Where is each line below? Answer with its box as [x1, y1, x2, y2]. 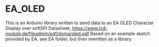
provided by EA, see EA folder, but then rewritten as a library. [5, 36, 133, 42]
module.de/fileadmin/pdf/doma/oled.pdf [5, 30, 90, 36]
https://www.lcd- [72, 25, 108, 31]
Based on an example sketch [90, 30, 150, 36]
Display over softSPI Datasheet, [5, 25, 71, 31]
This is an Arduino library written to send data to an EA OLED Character [5, 20, 154, 26]
